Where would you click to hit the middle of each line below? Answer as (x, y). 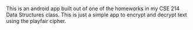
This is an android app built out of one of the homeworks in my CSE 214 (93, 9)
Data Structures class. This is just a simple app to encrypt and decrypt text (96, 15)
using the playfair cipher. (36, 21)
